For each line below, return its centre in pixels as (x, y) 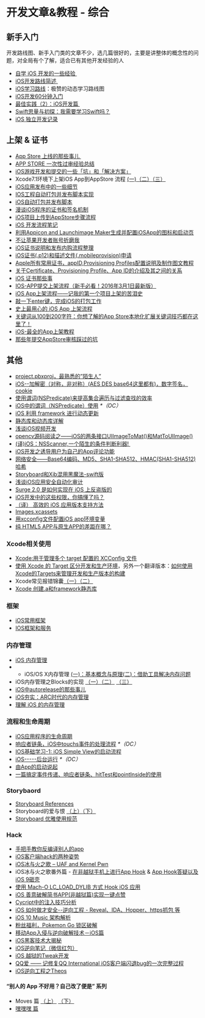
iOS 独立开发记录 (36, 119)
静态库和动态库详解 (39, 421)
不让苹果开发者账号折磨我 (47, 240)
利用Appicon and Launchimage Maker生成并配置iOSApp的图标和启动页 (104, 232)
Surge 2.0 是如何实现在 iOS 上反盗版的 (63, 489)
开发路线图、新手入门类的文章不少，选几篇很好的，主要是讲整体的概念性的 (100, 53)
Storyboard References (45, 804)
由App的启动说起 (36, 767)
